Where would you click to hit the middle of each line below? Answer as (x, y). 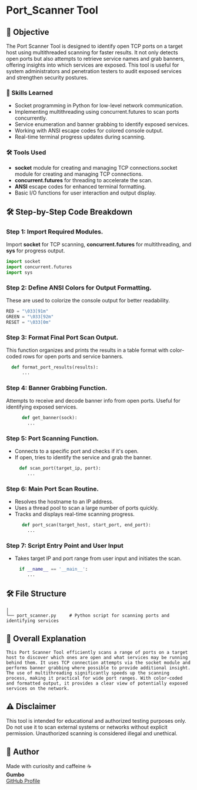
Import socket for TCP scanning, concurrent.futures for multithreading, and (99, 245)
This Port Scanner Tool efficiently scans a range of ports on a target (97, 652)
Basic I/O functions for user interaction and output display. (85, 193)
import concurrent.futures (39, 267)
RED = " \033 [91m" (27, 311)
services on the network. (38, 688)
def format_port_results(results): (55, 367)
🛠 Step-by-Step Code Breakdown (69, 212)
